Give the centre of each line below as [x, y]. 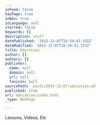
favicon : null [23, 81]
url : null [19, 77]
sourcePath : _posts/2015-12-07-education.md [50, 86]
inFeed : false [19, 9]
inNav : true [17, 18]
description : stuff [25, 37]
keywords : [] [18, 32]
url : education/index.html [32, 95]
